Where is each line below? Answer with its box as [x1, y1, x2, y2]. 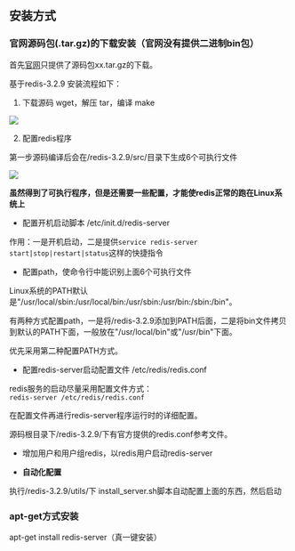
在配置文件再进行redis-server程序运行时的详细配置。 [9, 409, 203, 420]
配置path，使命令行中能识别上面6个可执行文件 [21, 266, 192, 277]
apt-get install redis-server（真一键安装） [9, 531, 162, 542]
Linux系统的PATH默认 [9, 285, 89, 296]
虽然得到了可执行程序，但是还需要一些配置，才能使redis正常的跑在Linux [9, 187, 275, 198]
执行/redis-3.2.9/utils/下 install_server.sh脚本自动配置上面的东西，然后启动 [9, 485, 283, 496]
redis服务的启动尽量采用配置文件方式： [9, 383, 153, 393]
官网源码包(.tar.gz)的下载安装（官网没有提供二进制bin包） [9, 37, 259, 50]
